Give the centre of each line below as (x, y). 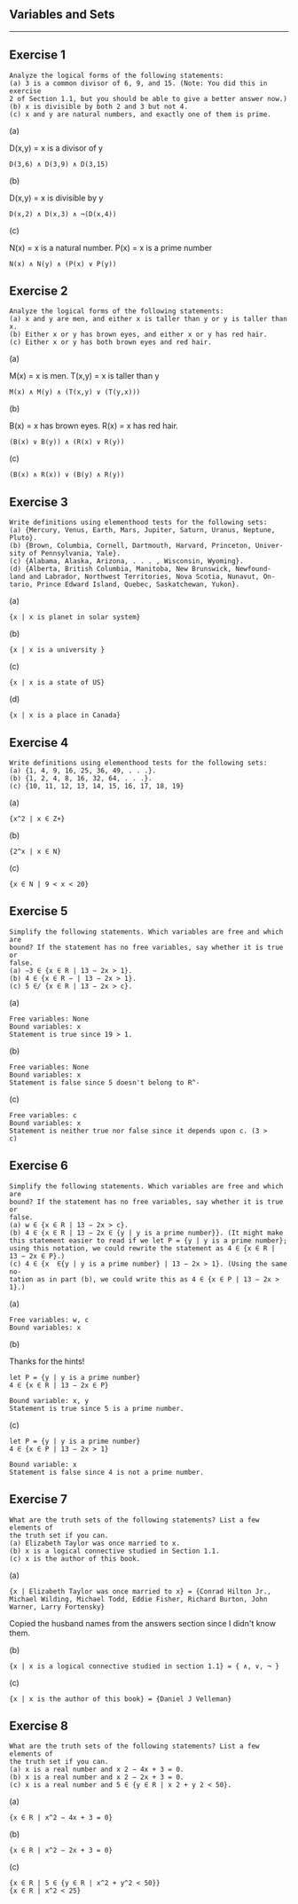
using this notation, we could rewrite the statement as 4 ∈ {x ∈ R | (142, 1248)
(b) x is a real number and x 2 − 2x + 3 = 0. (97, 1777)
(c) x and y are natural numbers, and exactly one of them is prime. (141, 114)
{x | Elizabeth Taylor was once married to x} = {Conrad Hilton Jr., (141, 1591)
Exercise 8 (39, 1725)
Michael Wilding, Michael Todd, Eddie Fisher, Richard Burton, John (138, 1599)
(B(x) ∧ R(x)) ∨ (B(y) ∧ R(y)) (67, 475)
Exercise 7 (39, 1499)
